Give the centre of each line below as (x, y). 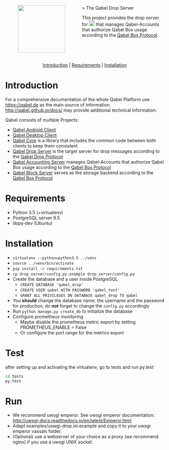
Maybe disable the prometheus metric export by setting (78, 322)
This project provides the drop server (121, 18)
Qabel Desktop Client (35, 135)
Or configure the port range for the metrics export (72, 332)
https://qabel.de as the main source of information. (58, 105)
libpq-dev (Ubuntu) (33, 223)
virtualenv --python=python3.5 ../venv (54, 258)
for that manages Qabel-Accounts (121, 24)
